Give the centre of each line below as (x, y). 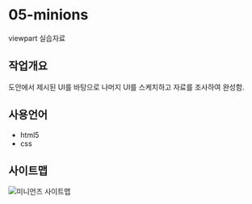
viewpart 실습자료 (37, 38)
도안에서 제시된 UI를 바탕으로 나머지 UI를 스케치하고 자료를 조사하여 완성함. (126, 87)
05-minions (48, 15)
